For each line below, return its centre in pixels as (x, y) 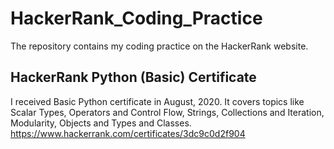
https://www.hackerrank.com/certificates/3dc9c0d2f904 (128, 133)
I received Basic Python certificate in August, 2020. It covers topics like (157, 101)
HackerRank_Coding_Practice (136, 18)
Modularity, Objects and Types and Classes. (101, 123)
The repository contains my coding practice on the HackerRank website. (159, 46)
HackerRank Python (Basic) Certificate (133, 77)
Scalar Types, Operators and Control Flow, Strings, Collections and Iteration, (167, 112)
